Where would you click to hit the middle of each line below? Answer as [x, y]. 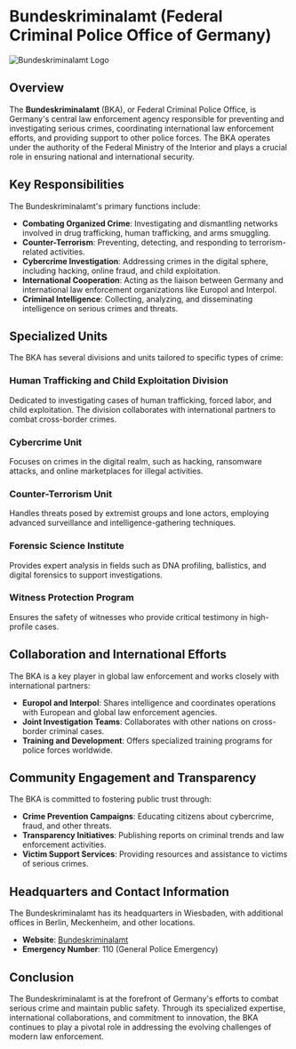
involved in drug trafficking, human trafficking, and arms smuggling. [146, 232]
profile [21, 626]
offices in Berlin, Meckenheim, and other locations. [102, 923]
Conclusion [42, 977]
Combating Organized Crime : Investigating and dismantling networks [150, 223]
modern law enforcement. [56, 1037]
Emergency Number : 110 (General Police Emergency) [120, 949]
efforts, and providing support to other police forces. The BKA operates [140, 137]
